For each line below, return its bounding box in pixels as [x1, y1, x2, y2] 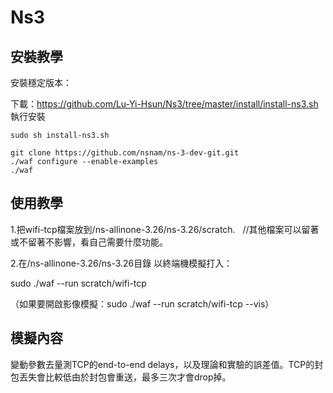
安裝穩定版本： [10, 77, 72, 88]
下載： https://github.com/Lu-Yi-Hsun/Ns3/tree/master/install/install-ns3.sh [10, 98, 319, 110]
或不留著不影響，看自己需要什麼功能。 [10, 236, 168, 248]
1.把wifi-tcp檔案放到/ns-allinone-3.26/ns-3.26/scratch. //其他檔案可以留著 [10, 223, 320, 235]
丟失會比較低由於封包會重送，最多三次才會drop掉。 [18, 371, 232, 383]
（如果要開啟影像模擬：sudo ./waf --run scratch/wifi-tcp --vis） [10, 297, 275, 310]
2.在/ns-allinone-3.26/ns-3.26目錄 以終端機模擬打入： [10, 257, 233, 269]
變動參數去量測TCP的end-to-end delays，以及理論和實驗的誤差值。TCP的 [10, 358, 315, 370]
